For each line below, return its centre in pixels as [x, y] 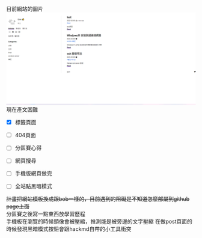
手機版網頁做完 [33, 174]
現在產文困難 [22, 109]
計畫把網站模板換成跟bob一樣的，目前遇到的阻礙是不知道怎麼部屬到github [98, 199]
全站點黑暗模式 [33, 186]
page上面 [18, 207]
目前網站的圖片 [25, 9]
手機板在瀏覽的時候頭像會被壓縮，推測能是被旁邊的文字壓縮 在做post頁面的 [99, 222]
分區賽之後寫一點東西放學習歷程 [46, 214]
